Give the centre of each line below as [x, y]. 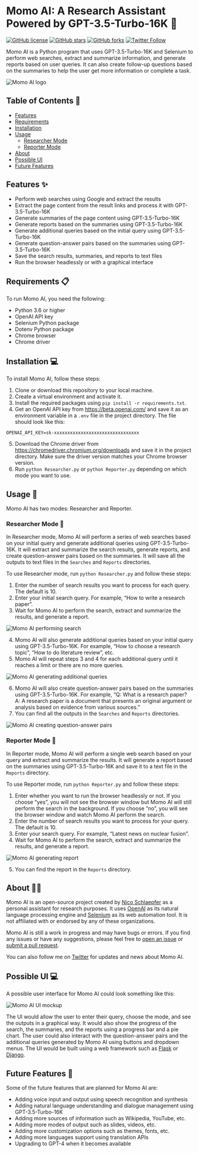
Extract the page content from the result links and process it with [94, 205]
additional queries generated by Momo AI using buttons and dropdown [93, 1042]
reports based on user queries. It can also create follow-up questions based [99, 64]
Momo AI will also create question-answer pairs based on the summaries [104, 688]
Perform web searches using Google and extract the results [88, 199]
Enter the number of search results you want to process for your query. [102, 821]
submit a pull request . [33, 945]
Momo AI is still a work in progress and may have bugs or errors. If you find [98, 933]
